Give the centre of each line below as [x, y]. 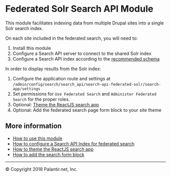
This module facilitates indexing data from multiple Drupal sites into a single [84, 23]
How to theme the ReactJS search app [53, 149]
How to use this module [37, 138]
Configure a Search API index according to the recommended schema [86, 58]
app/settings [26, 89]
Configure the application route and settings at [62, 78]
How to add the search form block [49, 154]
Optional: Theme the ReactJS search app [56, 104]
